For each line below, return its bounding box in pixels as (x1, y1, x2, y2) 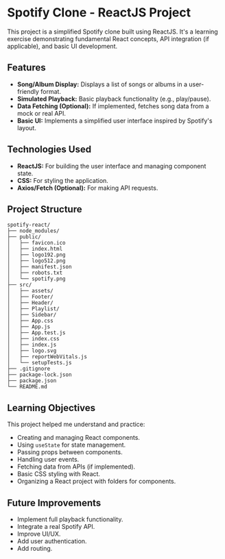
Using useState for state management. (16, 440, 126, 449)
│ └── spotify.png (7, 275, 67, 282)
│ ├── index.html (7, 245, 63, 253)
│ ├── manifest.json (7, 264, 72, 271)
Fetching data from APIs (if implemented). (16, 462, 136, 471)
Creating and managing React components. (16, 434, 141, 442)
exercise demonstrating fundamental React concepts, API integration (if (7, 34, 209, 42)
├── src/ (7, 282, 32, 288)
